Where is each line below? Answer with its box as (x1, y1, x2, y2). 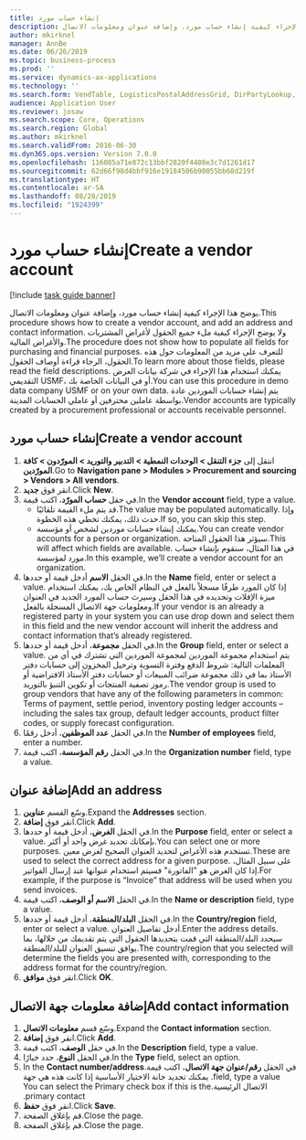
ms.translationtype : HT (9, 175, 100, 184)
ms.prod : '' (9, 65, 55, 74)
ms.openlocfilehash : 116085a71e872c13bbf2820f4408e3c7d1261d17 (9, 157, 256, 167)
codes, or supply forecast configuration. (22, 717, 175, 728)
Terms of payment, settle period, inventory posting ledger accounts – (22, 698, 284, 709)
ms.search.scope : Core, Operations (9, 115, 145, 124)
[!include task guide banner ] (9, 289, 116, 300)
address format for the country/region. (22, 962, 168, 974)
